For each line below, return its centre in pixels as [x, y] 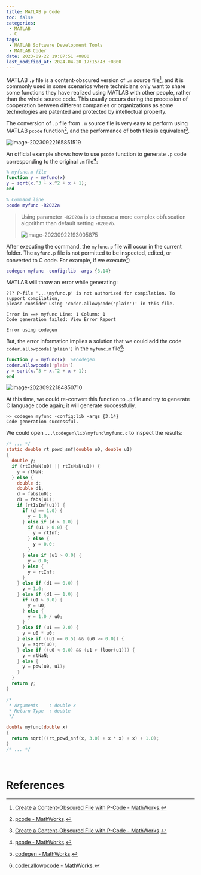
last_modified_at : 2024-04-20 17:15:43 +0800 [64, 62]
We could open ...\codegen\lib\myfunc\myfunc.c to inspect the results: [95, 433]
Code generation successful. [42, 422]
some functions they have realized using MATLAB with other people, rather [99, 93]
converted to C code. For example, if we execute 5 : [68, 259]
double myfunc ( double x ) [37, 727]
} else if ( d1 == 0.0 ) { [48, 583]
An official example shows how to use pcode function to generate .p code [96, 154]
